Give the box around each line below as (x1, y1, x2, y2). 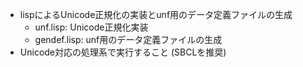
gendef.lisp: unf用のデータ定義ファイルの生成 (34, 34, 223, 45)
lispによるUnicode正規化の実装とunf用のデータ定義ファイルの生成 (19, 9, 293, 20)
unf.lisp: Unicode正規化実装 (34, 21, 149, 33)
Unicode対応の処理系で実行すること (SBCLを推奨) (19, 46, 227, 58)
